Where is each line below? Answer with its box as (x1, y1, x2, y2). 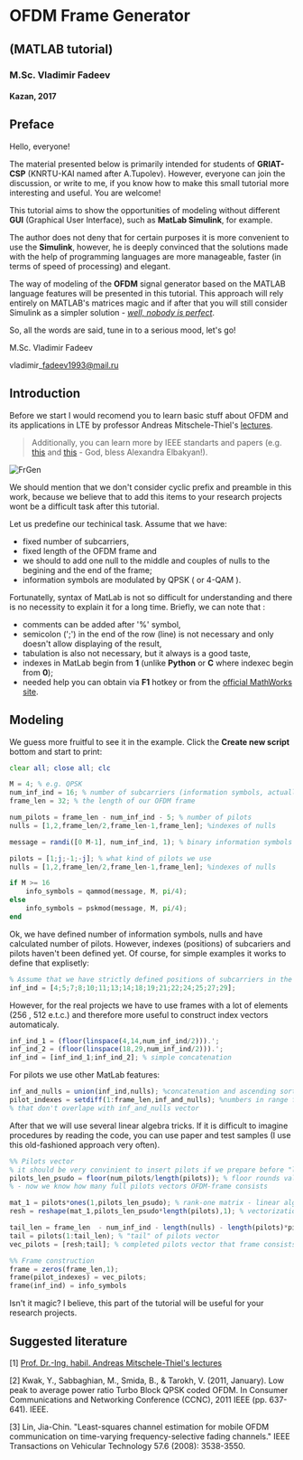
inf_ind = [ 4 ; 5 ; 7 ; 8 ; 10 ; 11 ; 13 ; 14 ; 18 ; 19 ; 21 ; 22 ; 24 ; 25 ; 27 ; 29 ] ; (9, 983, 236, 993)
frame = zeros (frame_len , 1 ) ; (9, 1265, 119, 1274)
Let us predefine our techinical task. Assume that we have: (9, 518, 227, 529)
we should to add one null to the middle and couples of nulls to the (22, 555, 271, 566)
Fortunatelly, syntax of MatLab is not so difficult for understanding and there (9, 591, 293, 602)
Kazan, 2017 (9, 91, 57, 102)
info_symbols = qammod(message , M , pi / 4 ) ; (25, 887, 188, 896)
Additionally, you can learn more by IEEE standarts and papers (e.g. (31, 437, 282, 447)
